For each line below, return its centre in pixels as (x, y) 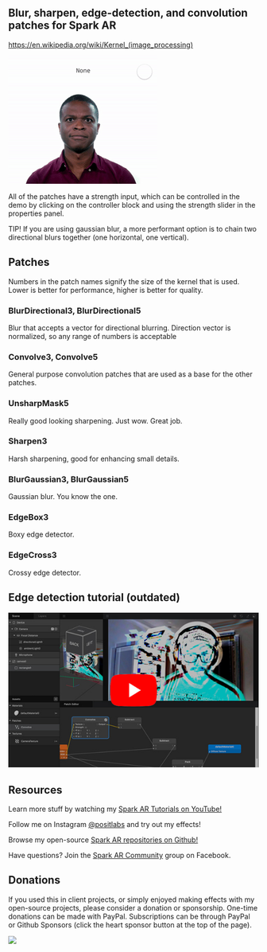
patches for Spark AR (62, 26)
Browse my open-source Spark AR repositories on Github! (103, 840)
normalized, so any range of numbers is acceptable (93, 336)
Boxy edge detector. (41, 535)
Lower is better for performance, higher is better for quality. (106, 290)
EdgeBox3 (29, 517)
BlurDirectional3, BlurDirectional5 (75, 310)
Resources (35, 790)
